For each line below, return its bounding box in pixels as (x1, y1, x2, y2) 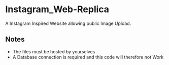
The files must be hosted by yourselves (12, 48, 95, 54)
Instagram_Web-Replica (5, 4, 110, 15)
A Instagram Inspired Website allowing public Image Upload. (5, 20, 131, 26)
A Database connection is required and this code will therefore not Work (12, 54, 164, 60)
